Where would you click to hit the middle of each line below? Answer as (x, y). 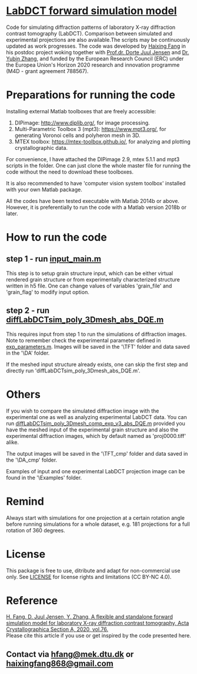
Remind (25, 501)
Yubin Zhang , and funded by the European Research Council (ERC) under (95, 58)
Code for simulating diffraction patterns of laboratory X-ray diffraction (91, 27)
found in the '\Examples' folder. (44, 477)
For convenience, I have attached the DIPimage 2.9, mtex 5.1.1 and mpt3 (93, 159)
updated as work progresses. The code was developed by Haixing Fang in (96, 46)
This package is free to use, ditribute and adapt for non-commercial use (93, 570)
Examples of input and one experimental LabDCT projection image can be (96, 471)
